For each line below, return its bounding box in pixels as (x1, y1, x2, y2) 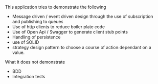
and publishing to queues (12, 19, 64, 24)
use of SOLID (12, 39, 39, 45)
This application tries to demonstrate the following (5, 4, 107, 10)
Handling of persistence (12, 34, 61, 40)
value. (12, 50, 25, 55)
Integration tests (12, 74, 45, 79)
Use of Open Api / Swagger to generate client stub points (12, 29, 128, 34)
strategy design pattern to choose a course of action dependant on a (12, 45, 152, 50)
